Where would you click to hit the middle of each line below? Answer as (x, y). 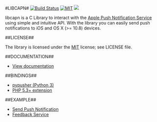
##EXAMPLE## (21, 100)
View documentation (33, 66)
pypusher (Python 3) (33, 85)
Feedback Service (30, 114)
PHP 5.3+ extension (32, 90)
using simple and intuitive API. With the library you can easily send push (78, 23)
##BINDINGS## (21, 75)
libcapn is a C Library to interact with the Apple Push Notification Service (78, 18)
